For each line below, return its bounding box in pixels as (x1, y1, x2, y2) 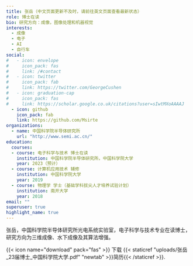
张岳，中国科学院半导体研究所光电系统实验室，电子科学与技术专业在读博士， (6, 226, 191, 233)
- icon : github (11, 106, 49, 112)
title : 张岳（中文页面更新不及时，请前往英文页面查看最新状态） (6, 8, 142, 15)
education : (6, 139, 33, 145)
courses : (11, 144, 33, 150)
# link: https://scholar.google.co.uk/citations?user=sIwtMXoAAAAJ (6, 101, 184, 107)
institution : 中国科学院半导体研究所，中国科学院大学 (16, 156, 133, 161)
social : (6, 52, 25, 58)
